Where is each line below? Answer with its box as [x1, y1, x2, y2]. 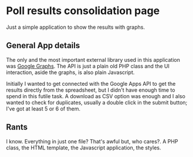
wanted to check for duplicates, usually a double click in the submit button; [6, 99, 188, 106]
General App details [6, 41, 80, 51]
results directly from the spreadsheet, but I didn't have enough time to [6, 86, 175, 93]
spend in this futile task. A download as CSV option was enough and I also [6, 92, 186, 99]
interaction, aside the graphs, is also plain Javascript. [6, 69, 135, 76]
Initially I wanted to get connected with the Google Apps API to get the [6, 80, 176, 87]
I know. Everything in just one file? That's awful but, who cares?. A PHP [6, 138, 178, 145]
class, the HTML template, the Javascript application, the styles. [6, 144, 161, 151]
